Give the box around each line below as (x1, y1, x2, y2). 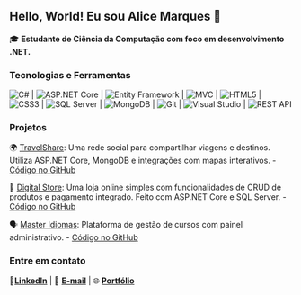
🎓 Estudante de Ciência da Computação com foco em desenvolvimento (9, 33, 285, 44)
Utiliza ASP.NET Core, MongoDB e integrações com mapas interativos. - (9, 155, 277, 166)
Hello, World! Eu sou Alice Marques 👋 (9, 9, 222, 24)
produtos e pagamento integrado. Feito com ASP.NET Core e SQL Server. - (9, 192, 287, 202)
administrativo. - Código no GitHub (9, 232, 138, 243)
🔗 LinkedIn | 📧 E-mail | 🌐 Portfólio (9, 275, 135, 286)
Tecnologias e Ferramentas (9, 68, 131, 81)
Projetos (9, 121, 48, 134)
